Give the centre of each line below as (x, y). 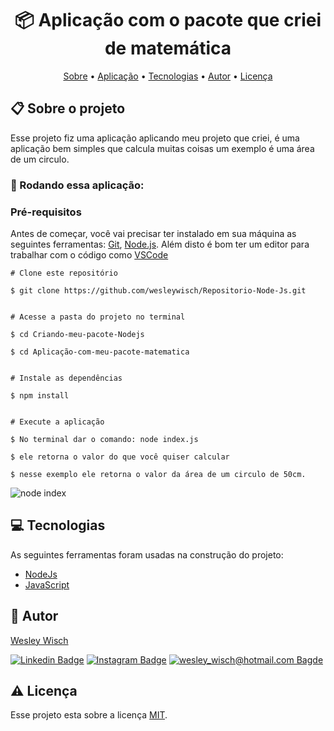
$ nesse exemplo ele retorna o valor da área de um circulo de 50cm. (158, 474)
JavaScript (47, 584)
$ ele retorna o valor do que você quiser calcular (120, 457)
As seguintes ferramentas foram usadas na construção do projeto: (147, 554)
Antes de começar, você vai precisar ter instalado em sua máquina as (153, 233)
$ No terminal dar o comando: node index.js (104, 439)
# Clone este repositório (64, 273)
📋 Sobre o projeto (68, 108)
